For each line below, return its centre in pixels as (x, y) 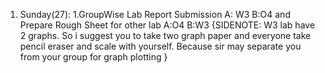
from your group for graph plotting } (93, 57)
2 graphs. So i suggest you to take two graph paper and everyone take (165, 35)
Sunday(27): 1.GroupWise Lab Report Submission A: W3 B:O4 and (155, 14)
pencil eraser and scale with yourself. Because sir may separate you (160, 46)
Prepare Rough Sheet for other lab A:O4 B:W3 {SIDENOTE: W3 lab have (167, 25)
